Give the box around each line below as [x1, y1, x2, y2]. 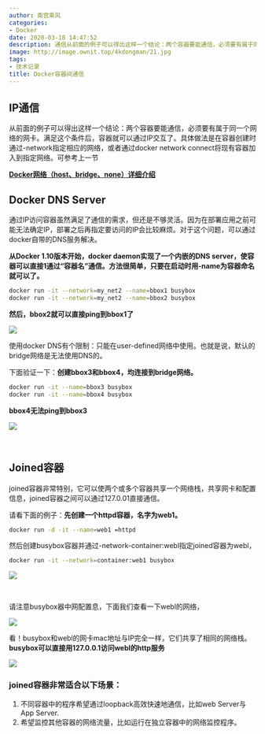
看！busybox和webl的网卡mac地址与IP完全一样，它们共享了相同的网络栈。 [9, 633, 252, 643]
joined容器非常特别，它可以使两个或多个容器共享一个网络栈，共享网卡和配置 [9, 484, 256, 493]
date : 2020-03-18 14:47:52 [9, 33, 98, 42]
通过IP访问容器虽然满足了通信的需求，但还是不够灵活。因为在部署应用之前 [9, 215, 250, 224]
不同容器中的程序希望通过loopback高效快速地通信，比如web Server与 [20, 699, 247, 709]
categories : [9, 19, 48, 27]
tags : [9, 56, 27, 64]
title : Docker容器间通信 [9, 70, 85, 78]
